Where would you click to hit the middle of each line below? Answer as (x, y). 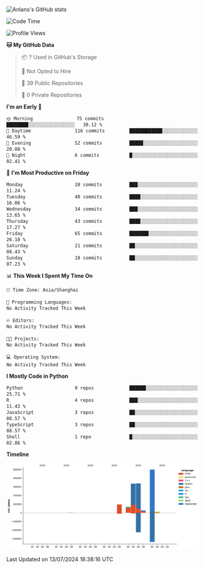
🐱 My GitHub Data (31, 45)
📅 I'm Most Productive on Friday (48, 173)
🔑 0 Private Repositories (52, 95)
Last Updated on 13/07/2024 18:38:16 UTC (60, 559)
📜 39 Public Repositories (52, 83)
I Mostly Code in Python (37, 376)
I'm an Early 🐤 (24, 107)
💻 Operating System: (34, 357)
